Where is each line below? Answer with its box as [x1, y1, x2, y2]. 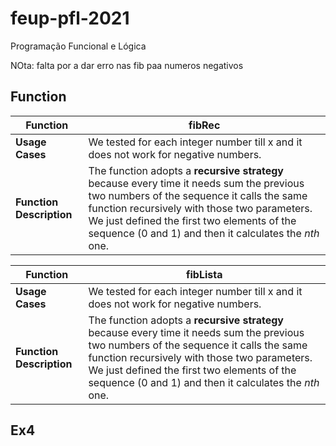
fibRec [188, 118, 221, 132]
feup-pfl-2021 [10, 7, 130, 30]
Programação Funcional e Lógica [10, 40, 147, 52]
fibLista [185, 267, 223, 281]
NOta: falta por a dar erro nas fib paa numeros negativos [10, 59, 244, 71]
